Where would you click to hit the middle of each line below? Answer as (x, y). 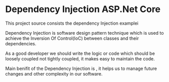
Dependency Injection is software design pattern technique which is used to (85, 33)
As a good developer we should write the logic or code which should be (80, 53)
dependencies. (21, 43)
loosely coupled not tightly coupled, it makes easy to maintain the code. (80, 58)
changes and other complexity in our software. (54, 73)
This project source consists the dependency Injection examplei (72, 23)
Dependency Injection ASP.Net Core (83, 9)
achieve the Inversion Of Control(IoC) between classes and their (72, 38)
